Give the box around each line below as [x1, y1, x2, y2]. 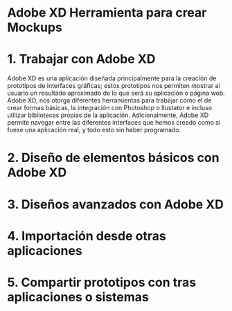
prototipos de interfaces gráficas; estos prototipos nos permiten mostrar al [7, 82, 220, 90]
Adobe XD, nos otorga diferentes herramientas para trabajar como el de [7, 96, 212, 105]
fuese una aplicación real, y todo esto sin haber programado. [7, 126, 181, 134]
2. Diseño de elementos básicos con [7, 150, 220, 166]
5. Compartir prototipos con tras [7, 274, 196, 290]
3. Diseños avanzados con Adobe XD [7, 196, 224, 212]
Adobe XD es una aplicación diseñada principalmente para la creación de [7, 74, 217, 82]
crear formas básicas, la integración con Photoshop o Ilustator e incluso [7, 104, 213, 112]
